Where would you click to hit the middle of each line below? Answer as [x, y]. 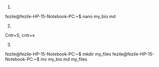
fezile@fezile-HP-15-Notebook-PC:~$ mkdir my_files [58, 54]
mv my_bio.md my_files [64, 59]
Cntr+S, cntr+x [20, 35]
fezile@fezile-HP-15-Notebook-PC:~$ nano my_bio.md [60, 16]
